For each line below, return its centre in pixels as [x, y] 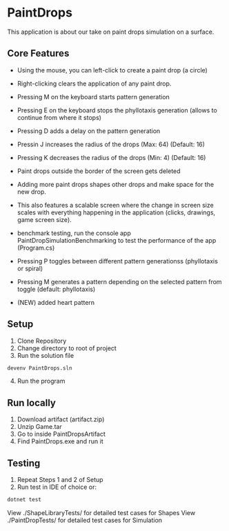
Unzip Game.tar [39, 427]
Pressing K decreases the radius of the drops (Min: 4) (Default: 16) [111, 157]
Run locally [32, 402]
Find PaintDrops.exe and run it [60, 441]
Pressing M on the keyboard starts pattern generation [93, 97]
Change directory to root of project [67, 348]
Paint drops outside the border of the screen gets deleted [99, 171]
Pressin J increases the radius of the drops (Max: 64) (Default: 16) [111, 144]
